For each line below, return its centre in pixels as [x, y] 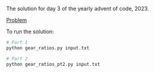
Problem [16, 20]
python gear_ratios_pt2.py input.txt [53, 64]
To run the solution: [30, 31]
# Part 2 [17, 59]
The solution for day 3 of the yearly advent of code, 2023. [78, 9]
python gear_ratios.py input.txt [48, 48]
